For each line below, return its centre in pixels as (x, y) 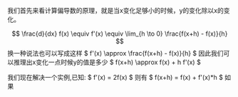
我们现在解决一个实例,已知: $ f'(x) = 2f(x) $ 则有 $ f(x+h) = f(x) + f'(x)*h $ (115, 77)
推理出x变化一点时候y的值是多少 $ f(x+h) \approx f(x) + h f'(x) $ (107, 62)
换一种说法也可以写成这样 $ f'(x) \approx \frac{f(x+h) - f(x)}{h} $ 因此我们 (115, 53)
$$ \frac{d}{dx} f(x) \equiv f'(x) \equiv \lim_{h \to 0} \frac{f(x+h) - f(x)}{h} (120, 34)
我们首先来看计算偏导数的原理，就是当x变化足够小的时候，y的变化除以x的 (116, 10)
